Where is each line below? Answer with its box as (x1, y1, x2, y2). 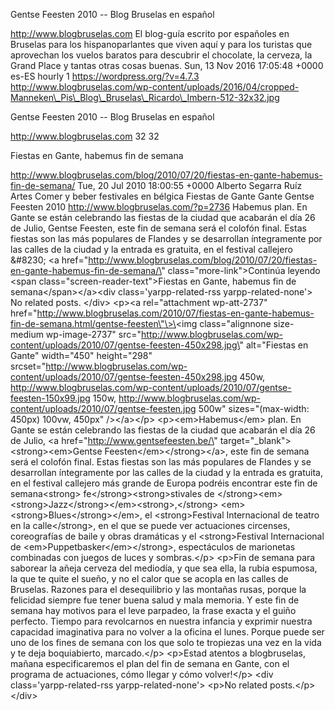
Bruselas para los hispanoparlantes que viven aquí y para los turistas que (10, 39, 313, 50)
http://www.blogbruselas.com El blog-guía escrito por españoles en (10, 28, 290, 39)
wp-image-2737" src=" (45, 329, 142, 340)
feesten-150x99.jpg (10, 392, 91, 404)
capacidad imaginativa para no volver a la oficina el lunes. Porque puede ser (10, 626, 325, 638)
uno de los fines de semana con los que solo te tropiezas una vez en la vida (10, 637, 322, 648)
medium (10, 329, 44, 340)
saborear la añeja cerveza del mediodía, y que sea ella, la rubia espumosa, (10, 562, 318, 574)
